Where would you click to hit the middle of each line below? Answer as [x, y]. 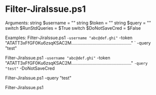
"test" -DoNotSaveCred [30, 68]
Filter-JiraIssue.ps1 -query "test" [38, 78]
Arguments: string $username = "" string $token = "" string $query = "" [78, 23]
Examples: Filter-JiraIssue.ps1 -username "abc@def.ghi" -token [69, 38]
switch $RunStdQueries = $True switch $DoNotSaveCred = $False [73, 28]
